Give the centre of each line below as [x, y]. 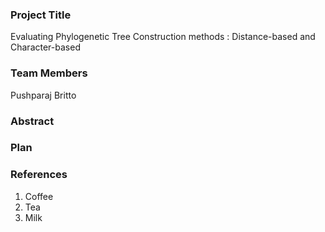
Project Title [41, 15]
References [39, 175]
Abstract [32, 121]
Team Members [49, 73]
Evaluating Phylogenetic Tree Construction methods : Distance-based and [163, 37]
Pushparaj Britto [43, 95]
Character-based [45, 47]
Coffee [39, 196]
